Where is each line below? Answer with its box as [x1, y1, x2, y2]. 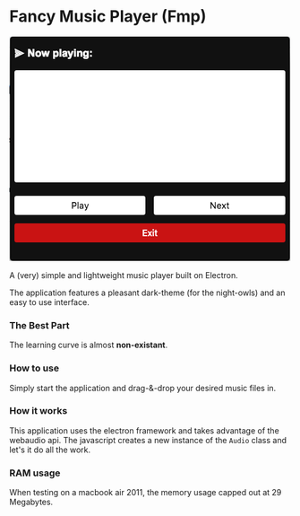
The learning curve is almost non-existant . [9, 339, 168, 351]
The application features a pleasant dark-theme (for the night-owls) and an [9, 287, 286, 298]
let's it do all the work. [9, 444, 91, 455]
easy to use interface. [9, 296, 90, 307]
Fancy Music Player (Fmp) [9, 6, 207, 27]
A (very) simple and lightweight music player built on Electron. [9, 269, 239, 280]
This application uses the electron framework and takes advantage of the [9, 424, 279, 436]
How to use [9, 362, 60, 374]
